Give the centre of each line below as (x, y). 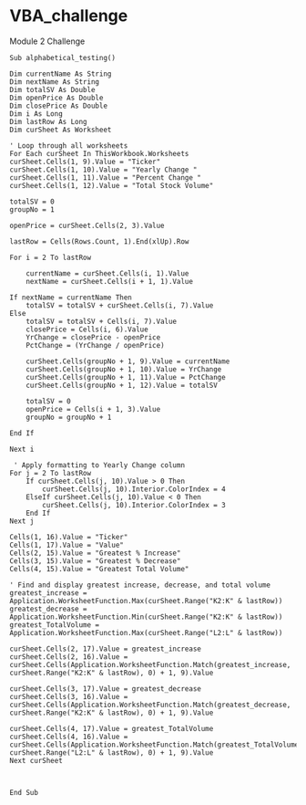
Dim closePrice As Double (58, 106)
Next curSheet (36, 760)
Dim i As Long (36, 114)
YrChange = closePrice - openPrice (93, 337)
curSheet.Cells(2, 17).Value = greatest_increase (106, 649)
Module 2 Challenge (47, 41)
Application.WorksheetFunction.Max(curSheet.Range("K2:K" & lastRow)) (146, 601)
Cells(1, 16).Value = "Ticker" (69, 537)
